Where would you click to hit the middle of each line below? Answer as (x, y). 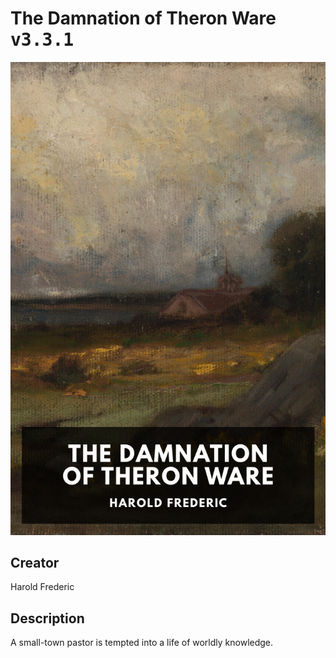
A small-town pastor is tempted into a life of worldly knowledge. (142, 643)
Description (47, 618)
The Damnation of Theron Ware (143, 18)
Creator (35, 563)
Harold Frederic (42, 587)
